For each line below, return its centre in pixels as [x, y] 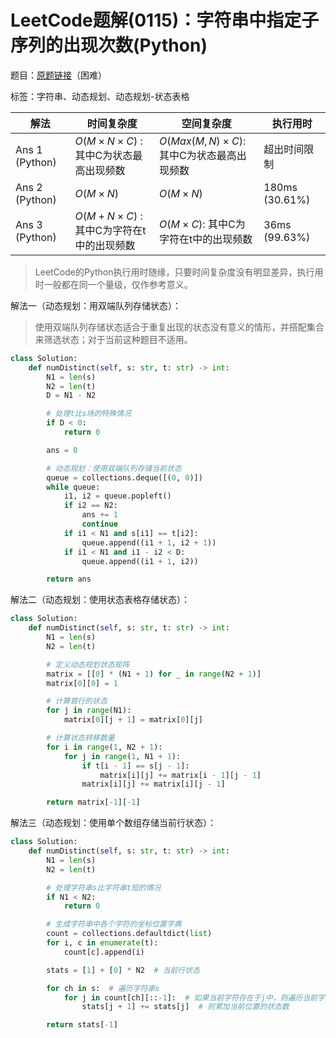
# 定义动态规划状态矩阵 [88, 664]
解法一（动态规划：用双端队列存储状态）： [96, 305]
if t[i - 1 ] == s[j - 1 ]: [135, 766]
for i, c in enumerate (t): [102, 943]
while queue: [73, 487]
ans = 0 [62, 450]
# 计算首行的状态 [77, 701]
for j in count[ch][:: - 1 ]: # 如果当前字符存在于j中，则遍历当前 [190, 997]
